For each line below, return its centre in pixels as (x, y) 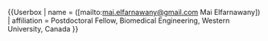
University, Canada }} (43, 29)
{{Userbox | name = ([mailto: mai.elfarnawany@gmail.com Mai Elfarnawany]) (134, 12)
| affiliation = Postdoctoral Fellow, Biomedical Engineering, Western (119, 20)
